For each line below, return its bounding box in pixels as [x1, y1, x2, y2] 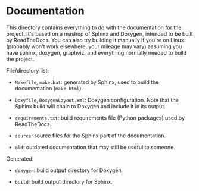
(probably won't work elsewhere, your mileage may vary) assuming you [6, 43, 182, 50]
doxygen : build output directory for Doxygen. [14, 167, 123, 174]
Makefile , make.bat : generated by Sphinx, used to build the [14, 79, 159, 86]
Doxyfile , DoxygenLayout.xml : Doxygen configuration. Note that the [14, 96, 179, 104]
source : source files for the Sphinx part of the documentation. [14, 132, 166, 139]
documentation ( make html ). [14, 84, 83, 92]
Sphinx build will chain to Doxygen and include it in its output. [14, 102, 166, 109]
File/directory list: [6, 67, 49, 74]
